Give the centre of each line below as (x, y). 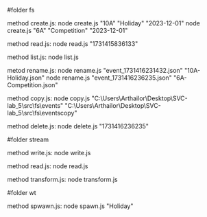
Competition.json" (33, 85)
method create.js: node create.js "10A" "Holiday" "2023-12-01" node (103, 23)
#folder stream (28, 139)
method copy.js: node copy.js (49, 98)
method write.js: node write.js (49, 153)
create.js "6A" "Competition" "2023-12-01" (68, 31)
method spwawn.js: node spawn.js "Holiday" (70, 206)
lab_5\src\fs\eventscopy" (42, 113)
